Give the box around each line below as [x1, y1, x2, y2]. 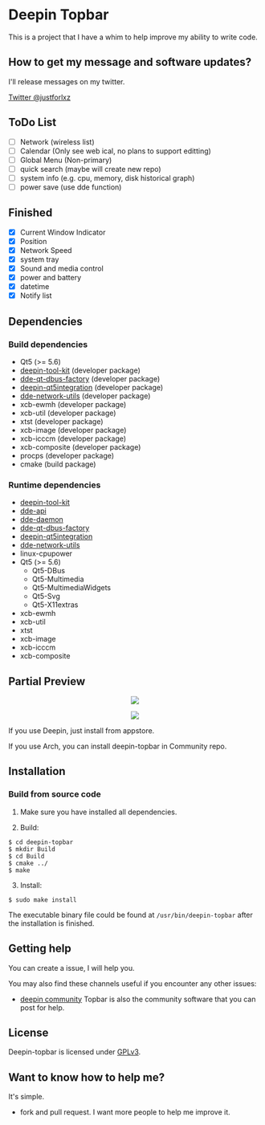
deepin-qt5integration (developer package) [19, 382, 164, 392]
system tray [19, 255, 59, 264]
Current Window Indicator [19, 227, 106, 237]
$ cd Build [8, 852, 45, 860]
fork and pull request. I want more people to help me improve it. [19, 1107, 230, 1117]
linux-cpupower [19, 548, 73, 559]
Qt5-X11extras [31, 600, 79, 609]
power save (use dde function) [19, 182, 122, 192]
